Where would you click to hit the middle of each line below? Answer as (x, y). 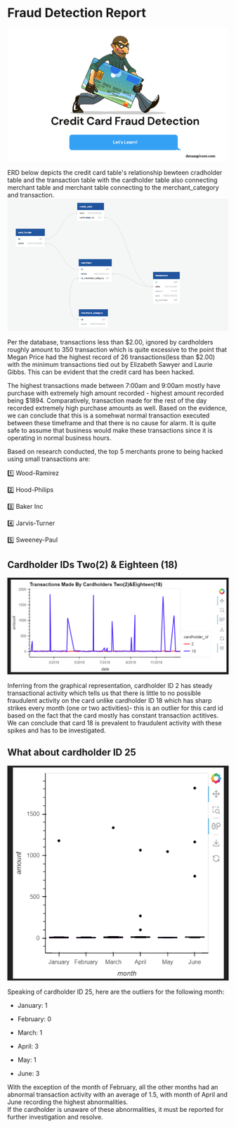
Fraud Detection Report (77, 13)
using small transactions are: (49, 459)
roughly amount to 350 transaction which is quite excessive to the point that (117, 350)
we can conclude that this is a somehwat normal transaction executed (109, 415)
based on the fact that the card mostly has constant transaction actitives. (113, 715)
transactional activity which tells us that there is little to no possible (104, 693)
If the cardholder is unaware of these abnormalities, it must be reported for (116, 1109)
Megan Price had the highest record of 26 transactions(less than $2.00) (111, 357)
